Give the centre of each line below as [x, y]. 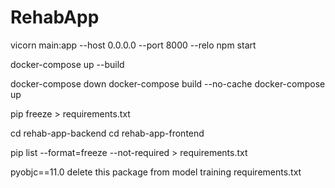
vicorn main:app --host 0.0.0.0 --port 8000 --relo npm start [133, 45]
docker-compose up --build [67, 64]
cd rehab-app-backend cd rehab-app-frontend [107, 133]
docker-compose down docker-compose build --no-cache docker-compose [168, 83]
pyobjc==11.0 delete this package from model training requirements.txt [156, 172]
